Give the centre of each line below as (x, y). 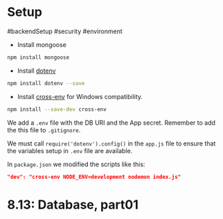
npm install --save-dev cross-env (57, 109)
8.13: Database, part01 (73, 204)
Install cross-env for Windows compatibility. (80, 96)
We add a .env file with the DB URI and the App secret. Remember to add (111, 123)
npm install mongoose (38, 57)
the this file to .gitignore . (44, 130)
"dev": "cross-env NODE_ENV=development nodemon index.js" (94, 177)
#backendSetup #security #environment (65, 31)
